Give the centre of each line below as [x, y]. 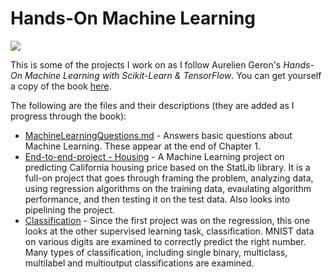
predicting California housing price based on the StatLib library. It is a [167, 167]
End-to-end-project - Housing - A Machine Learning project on [154, 156]
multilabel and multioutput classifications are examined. [139, 263]
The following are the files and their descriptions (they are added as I [152, 105]
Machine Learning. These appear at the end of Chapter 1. [143, 146]
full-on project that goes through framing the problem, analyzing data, [169, 178]
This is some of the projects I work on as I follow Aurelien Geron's [146, 64]
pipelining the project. [69, 209]
